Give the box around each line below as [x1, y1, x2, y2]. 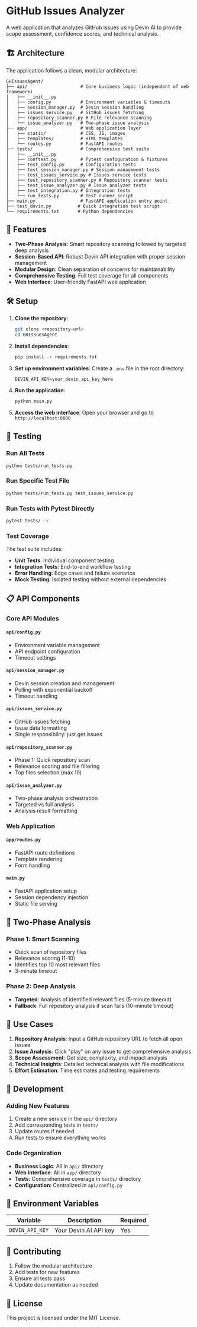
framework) [6, 89, 33, 94]
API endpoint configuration [14, 648, 81, 655]
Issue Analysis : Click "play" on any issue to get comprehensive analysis [14, 1048, 192, 1055]
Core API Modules [6, 614, 59, 623]
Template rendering [14, 855, 63, 862]
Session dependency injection [14, 893, 89, 901]
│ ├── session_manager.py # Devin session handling [6, 104, 144, 111]
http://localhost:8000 [14, 415, 71, 421]
